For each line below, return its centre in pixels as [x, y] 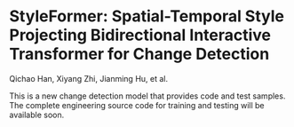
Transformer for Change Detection [139, 54]
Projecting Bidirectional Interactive [140, 35]
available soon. [37, 115]
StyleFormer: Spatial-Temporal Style [147, 16]
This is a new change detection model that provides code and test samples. [147, 96]
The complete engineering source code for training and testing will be [137, 105]
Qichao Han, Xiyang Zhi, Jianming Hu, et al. [89, 78]
